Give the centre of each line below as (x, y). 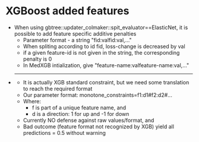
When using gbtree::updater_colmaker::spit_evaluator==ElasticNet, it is (101, 27)
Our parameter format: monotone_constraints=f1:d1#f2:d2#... (98, 95)
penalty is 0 (37, 59)
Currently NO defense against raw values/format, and (89, 120)
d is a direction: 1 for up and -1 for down (80, 113)
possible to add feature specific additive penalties (75, 33)
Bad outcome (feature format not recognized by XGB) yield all (99, 127)
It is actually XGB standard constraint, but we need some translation (106, 82)
